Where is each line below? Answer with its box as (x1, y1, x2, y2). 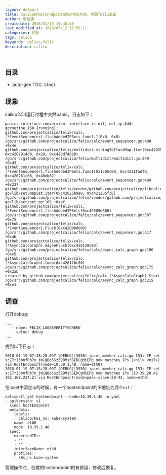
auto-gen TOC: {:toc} (12, 81, 56, 87)
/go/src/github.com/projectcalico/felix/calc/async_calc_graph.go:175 (5, 265, 154, 270)
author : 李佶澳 (5, 16, 34, 21)
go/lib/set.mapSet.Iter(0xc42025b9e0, (5, 191, 85, 196)
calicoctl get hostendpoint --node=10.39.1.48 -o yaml (5, 395, 121, 399)
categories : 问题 (5, 30, 40, 35)
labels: (14, 412, 30, 417)
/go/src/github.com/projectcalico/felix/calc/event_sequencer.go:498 (5, 139, 152, 144)
